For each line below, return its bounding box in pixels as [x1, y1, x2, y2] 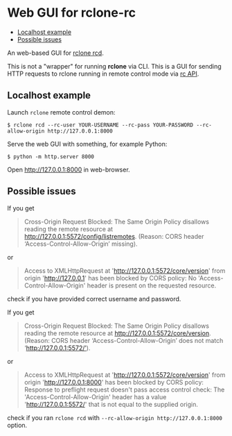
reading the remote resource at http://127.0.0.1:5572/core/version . [24, 328, 211, 337]
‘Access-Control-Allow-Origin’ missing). [24, 240, 138, 248]
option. [7, 421, 28, 429]
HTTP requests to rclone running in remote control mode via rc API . [7, 69, 199, 78]
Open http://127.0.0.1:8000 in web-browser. [7, 165, 130, 174]
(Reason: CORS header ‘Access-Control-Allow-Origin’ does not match [24, 336, 224, 344]
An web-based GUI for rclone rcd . [7, 49, 104, 57]
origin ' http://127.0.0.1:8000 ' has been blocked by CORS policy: [24, 378, 204, 386]
